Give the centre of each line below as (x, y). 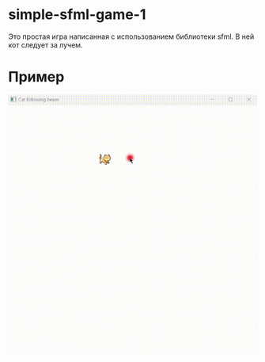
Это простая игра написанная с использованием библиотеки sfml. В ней (131, 36)
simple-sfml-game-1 (77, 15)
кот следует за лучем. (45, 44)
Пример (36, 77)
